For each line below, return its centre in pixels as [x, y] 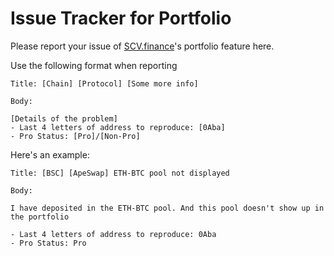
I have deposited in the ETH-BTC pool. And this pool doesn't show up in [167, 208]
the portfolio [40, 217]
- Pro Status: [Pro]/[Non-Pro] [75, 136]
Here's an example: [50, 154]
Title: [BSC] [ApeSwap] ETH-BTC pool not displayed [120, 173]
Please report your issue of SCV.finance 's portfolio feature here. [142, 46]
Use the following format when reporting [94, 65]
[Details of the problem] [64, 118]
